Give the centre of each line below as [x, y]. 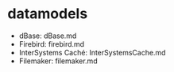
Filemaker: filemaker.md [58, 61]
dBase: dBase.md [48, 36]
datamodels [48, 14]
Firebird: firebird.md [52, 44]
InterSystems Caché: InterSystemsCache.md [92, 52]
